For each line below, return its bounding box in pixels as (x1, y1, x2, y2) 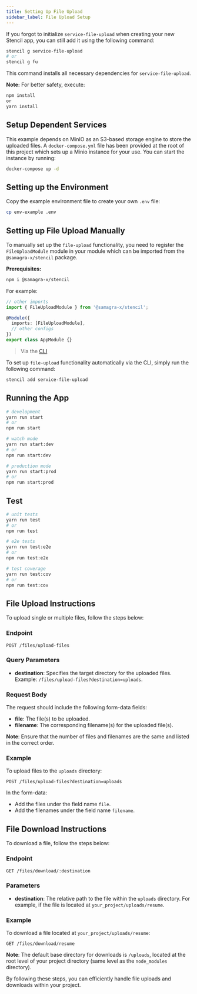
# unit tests (6, 511, 38, 517)
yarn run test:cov (6, 571, 51, 577)
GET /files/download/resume (6, 941, 75, 947)
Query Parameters (6, 656, 60, 664)
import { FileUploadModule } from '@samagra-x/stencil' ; (6, 304, 149, 310)
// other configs (11, 326, 54, 332)
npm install (6, 93, 35, 99)
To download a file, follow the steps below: (6, 840, 110, 847)
